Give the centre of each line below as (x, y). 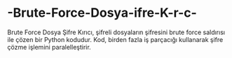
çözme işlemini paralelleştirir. (49, 47)
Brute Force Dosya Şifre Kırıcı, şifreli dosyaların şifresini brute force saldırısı (116, 32)
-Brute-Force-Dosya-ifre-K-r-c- (102, 13)
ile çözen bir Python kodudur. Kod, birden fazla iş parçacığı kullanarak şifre (115, 39)
